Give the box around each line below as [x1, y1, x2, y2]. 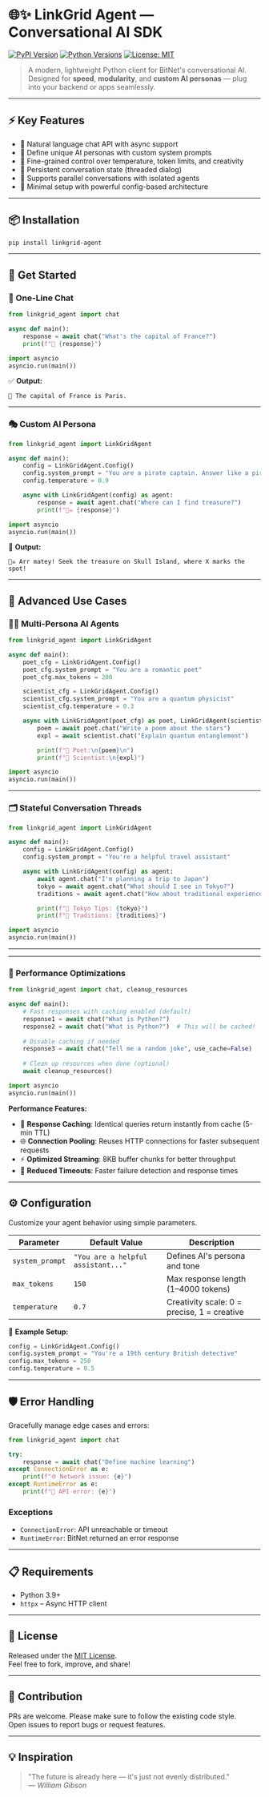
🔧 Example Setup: [8, 1327, 69, 1337]
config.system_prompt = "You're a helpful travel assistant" [22, 853, 231, 862]
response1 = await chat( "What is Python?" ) [22, 1015, 171, 1023]
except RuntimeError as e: [8, 1480, 98, 1489]
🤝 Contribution [8, 1690, 82, 1703]
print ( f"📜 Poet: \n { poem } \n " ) [37, 746, 134, 754]
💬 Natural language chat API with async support [19, 139, 179, 149]
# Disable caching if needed [22, 1037, 120, 1046]
